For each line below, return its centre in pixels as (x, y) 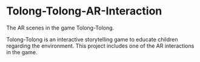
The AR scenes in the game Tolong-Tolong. (60, 28)
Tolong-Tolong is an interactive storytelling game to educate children (92, 39)
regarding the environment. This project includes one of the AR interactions (100, 46)
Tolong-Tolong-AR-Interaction (84, 11)
